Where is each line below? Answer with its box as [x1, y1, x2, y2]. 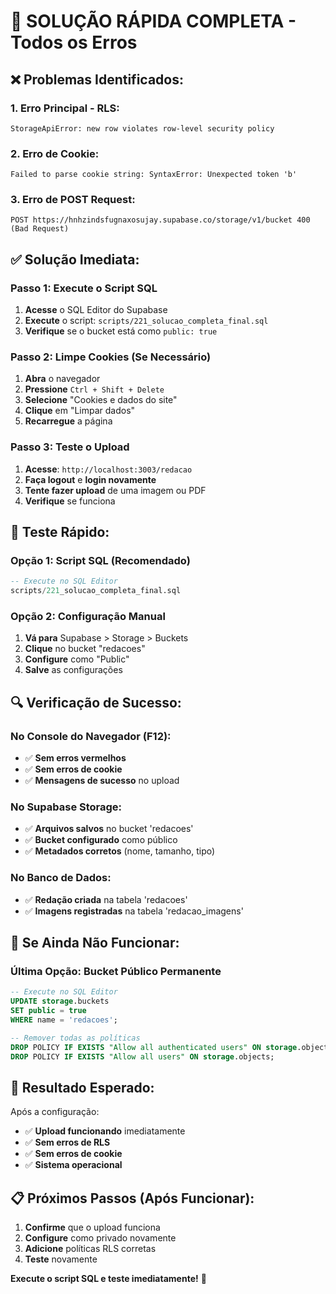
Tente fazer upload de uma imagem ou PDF [24, 484, 207, 496]
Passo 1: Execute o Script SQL [10, 281, 158, 295]
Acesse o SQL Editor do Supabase [24, 304, 168, 316]
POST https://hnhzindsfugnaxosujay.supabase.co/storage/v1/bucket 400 [10, 215, 311, 225]
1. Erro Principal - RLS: [10, 101, 120, 115]
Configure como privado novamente [24, 1232, 177, 1244]
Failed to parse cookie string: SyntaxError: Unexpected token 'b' [10, 170, 298, 180]
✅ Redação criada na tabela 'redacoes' [24, 893, 188, 905]
